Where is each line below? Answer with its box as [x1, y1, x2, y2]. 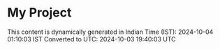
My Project [7, 5, 72, 21]
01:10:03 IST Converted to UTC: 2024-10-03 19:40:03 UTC [7, 35, 176, 43]
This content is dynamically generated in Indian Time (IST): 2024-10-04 [7, 28, 214, 36]
